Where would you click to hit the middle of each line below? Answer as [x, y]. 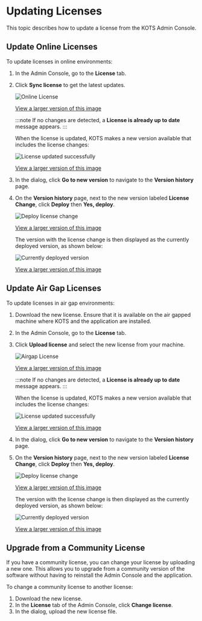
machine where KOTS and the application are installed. [83, 321]
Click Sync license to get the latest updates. [70, 85]
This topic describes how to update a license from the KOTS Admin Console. [101, 28]
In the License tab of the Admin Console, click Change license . [94, 605]
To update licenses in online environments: [59, 61]
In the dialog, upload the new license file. [66, 611]
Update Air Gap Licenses [54, 288]
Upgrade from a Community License [76, 548]
